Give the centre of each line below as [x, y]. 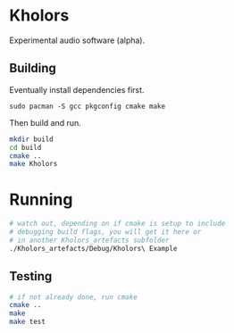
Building [33, 68]
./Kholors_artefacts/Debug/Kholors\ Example [93, 248]
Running [41, 200]
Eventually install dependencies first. [77, 89]
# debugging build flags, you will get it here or [105, 232]
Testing [31, 276]
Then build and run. [46, 122]
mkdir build [31, 139]
